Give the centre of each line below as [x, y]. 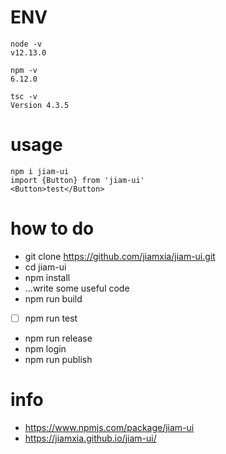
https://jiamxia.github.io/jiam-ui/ [90, 438]
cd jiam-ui [45, 267]
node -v [26, 44]
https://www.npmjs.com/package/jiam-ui [109, 427]
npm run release [58, 338]
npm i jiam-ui [40, 171]
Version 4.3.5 [40, 105]
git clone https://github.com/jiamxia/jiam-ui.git [120, 256]
